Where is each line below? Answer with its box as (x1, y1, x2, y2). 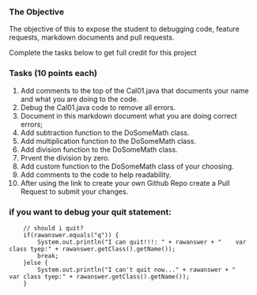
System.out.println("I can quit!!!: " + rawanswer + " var (37, 238, 247, 246)
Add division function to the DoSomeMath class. (20, 145, 178, 154)
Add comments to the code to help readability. (20, 169, 172, 180)
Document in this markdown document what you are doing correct (20, 111, 237, 120)
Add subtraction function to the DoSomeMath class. (20, 127, 190, 137)
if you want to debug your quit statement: (9, 206, 172, 217)
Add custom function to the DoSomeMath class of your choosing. (20, 161, 234, 171)
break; (37, 252, 59, 259)
